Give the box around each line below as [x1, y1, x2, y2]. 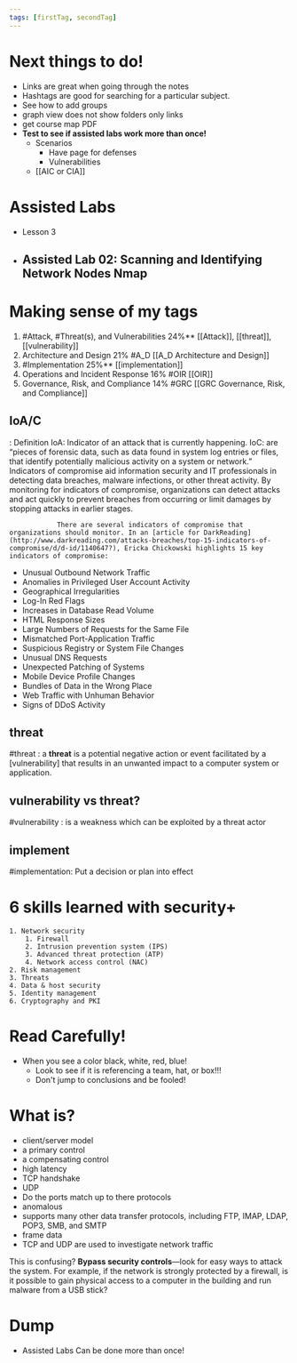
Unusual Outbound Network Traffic [21, 566, 151, 578]
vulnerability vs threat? [9, 793, 141, 808]
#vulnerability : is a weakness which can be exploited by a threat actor [9, 817, 267, 828]
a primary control [21, 1144, 86, 1155]
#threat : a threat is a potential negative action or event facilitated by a [9, 749, 267, 759]
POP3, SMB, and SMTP [21, 1220, 107, 1231]
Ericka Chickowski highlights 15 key [123, 543, 264, 552]
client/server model [21, 1134, 94, 1145]
